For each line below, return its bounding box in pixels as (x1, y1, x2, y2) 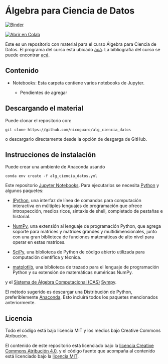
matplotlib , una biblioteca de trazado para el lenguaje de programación (12, 264, 159, 270)
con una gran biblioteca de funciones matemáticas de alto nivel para (12, 234, 154, 240)
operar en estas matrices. (12, 239, 66, 245)
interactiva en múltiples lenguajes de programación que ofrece (12, 203, 142, 209)
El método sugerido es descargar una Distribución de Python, (5, 289, 133, 295)
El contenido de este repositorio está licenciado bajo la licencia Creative (5, 342, 154, 349)
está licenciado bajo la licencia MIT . (5, 353, 79, 359)
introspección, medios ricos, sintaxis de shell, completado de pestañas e (12, 208, 163, 214)
